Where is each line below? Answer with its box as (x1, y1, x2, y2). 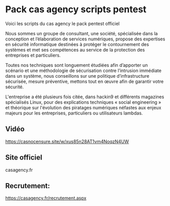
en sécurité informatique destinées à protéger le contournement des (5, 41, 149, 47)
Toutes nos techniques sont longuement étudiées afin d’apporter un (5, 62, 148, 68)
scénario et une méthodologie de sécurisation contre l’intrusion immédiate (5, 67, 162, 74)
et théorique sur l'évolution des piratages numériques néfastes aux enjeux (5, 104, 162, 110)
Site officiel (5, 153, 42, 162)
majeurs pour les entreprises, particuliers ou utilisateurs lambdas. (5, 110, 143, 116)
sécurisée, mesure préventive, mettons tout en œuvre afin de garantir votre (5, 78, 164, 84)
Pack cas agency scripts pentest (5, 4, 147, 15)
